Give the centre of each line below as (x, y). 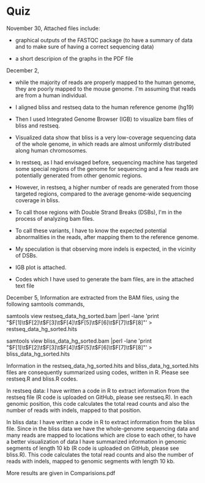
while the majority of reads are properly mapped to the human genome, (105, 82)
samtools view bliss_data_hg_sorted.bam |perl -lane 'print (79, 341)
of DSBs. (26, 255)
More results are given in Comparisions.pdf (61, 473)
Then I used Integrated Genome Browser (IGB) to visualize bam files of (104, 119)
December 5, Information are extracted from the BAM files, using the (93, 297)
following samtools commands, (46, 304)
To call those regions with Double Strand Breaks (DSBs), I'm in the (99, 212)
